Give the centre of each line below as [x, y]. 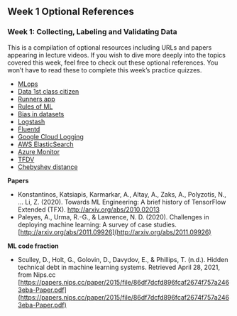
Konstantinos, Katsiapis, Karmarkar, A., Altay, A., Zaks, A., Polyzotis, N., [122, 194]
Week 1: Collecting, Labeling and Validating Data [92, 32]
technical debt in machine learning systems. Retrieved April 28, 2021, [118, 267]
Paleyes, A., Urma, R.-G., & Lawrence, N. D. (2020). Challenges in [113, 217]
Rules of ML [35, 107]
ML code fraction [33, 246]
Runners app [36, 99]
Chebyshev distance [48, 167]
